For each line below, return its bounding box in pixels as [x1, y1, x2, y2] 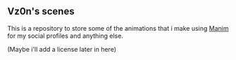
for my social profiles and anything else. [7, 31, 123, 40]
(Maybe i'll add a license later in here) [7, 45, 117, 53]
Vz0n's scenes [7, 6, 75, 17]
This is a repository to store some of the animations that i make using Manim [7, 24, 229, 32]
